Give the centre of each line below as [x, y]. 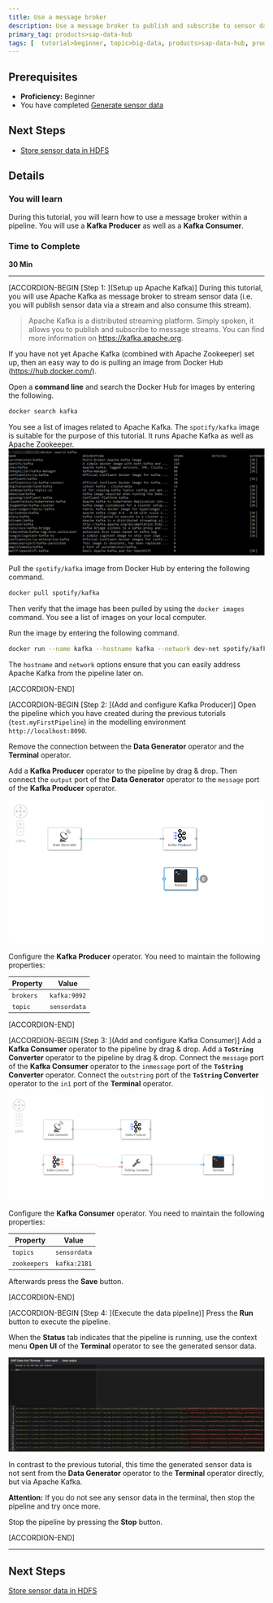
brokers [25, 996]
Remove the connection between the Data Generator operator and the [126, 747]
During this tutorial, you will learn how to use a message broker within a [128, 216]
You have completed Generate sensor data [92, 105]
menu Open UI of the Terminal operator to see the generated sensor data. [132, 1346]
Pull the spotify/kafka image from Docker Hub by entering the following [129, 569]
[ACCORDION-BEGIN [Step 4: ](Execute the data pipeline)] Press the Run [131, 1313]
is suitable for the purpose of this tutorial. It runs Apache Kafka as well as [131, 435]
